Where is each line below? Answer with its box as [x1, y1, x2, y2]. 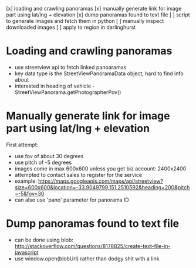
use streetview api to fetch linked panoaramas [14, 63, 127, 71]
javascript [14, 249, 39, 256]
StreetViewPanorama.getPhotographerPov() [14, 88, 121, 96]
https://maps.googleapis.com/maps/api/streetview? [38, 177, 163, 185]
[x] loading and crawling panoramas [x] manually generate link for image [6, 5, 182, 12]
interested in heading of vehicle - [14, 82, 95, 89]
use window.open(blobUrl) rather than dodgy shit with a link [14, 255, 160, 262]
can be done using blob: [14, 236, 73, 243]
